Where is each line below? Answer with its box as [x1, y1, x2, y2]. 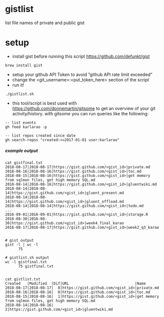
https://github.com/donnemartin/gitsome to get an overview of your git [12, 105, 156, 111]
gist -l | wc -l [5, 242, 38, 247]
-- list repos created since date [5, 133, 76, 138]
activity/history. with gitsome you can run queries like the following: [12, 110, 149, 116]
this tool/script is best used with [12, 100, 77, 106]
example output [5, 148, 38, 154]
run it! [12, 82, 25, 88]
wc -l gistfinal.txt [5, 259, 48, 264]
